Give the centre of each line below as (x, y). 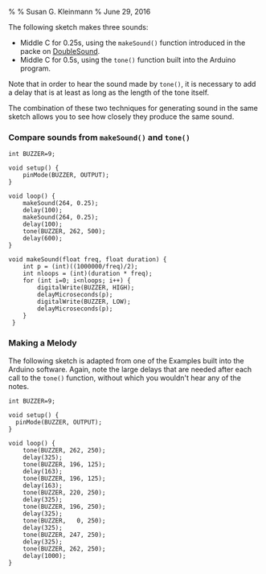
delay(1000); (45, 556)
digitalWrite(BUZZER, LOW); (84, 302)
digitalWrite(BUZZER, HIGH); (86, 288)
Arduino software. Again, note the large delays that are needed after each (130, 369)
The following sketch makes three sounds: (78, 27)
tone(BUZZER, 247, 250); (64, 535)
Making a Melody (43, 343)
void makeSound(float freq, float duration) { (88, 260)
